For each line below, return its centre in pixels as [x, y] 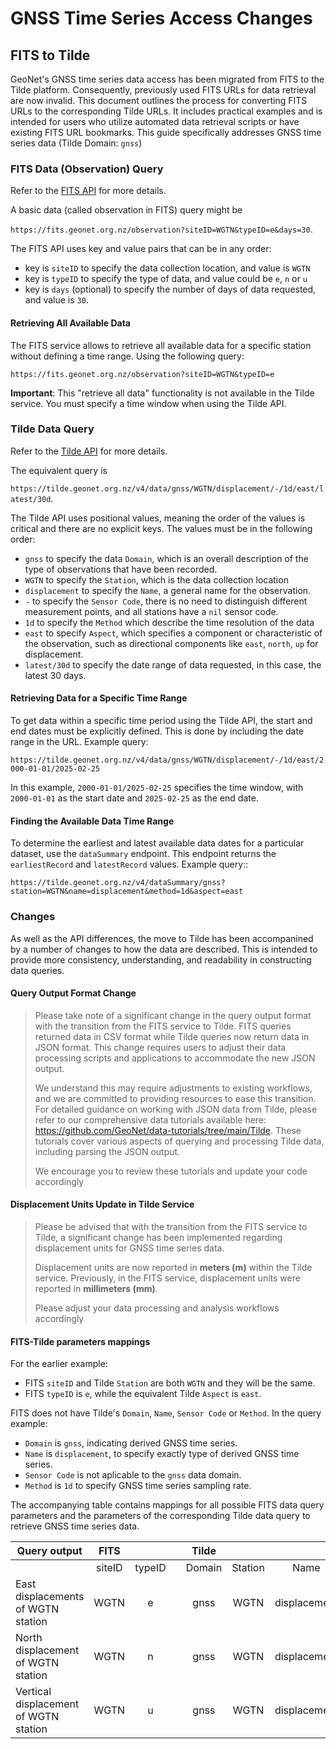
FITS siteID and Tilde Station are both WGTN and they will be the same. [170, 1383]
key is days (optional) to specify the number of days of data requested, [170, 289]
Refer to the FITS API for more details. [88, 191]
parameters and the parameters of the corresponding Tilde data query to [160, 1516]
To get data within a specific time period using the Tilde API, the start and [161, 720]
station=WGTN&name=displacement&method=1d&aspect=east [127, 892]
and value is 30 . [56, 300]
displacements [50, 1597]
